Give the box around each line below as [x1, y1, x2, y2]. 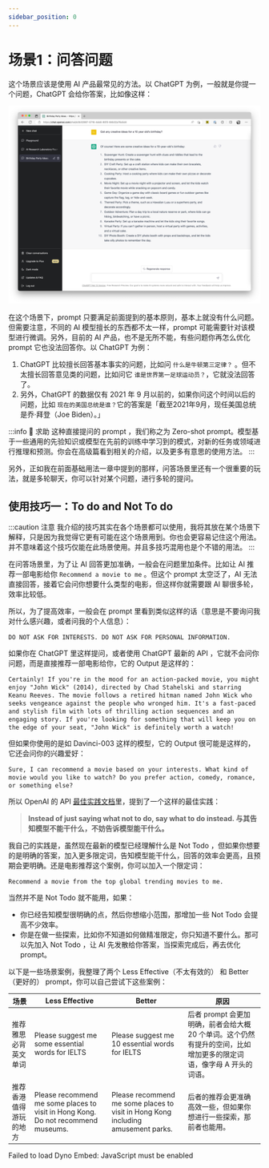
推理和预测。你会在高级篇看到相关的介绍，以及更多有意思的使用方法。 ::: [14, 447, 255, 457]
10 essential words [111, 1039, 175, 1049]
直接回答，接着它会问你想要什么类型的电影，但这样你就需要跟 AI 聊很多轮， [8, 579, 258, 589]
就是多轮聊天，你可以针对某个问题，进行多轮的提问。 [22, 473, 198, 484]
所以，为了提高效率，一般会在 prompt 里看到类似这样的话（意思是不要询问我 [8, 606, 261, 616]
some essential [34, 1039, 84, 1049]
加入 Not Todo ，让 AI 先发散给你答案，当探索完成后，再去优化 [34, 940, 241, 949]
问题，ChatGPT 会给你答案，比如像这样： [14, 89, 153, 99]
